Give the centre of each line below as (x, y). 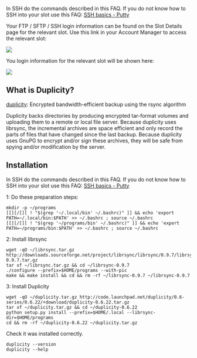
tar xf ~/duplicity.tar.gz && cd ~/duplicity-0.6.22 (72, 307)
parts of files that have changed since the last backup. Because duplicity (94, 134)
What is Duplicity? (40, 90)
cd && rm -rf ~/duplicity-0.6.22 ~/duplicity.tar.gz (72, 323)
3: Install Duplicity (28, 286)
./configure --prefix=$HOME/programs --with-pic (67, 270)
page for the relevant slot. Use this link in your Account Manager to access (96, 32)
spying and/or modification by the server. (56, 146)
